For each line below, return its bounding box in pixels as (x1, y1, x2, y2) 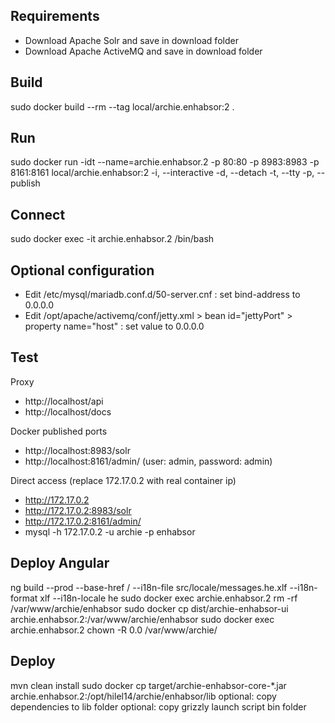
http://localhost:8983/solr (24, 444, 131, 456)
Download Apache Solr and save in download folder (24, 34, 239, 46)
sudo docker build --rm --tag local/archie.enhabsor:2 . (10, 100, 235, 113)
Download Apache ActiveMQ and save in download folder (24, 45, 263, 57)
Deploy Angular (10, 555, 110, 572)
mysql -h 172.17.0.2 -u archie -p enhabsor (24, 525, 196, 538)
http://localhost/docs (24, 405, 112, 418)
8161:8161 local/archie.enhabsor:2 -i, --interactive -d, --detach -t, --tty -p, (10, 167, 315, 179)
